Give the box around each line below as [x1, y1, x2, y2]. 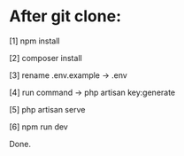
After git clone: [9, 6, 122, 27]
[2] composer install [9, 52, 82, 63]
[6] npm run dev [9, 121, 68, 132]
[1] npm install [9, 35, 60, 46]
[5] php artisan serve [9, 104, 86, 114]
